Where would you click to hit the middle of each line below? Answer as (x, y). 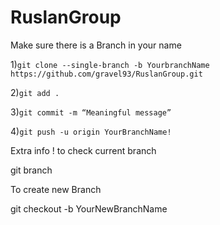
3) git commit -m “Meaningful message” (91, 112)
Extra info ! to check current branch (83, 150)
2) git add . (35, 92)
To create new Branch (56, 189)
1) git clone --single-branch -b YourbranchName (110, 64)
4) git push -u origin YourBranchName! (91, 131)
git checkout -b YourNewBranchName (89, 208)
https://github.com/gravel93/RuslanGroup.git (106, 74)
